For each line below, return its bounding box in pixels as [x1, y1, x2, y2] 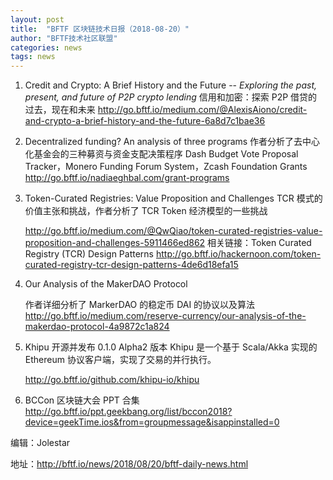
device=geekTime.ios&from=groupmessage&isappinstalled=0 [24, 416, 280, 428]
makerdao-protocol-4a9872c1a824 [24, 321, 170, 333]
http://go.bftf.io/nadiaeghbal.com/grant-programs [24, 172, 230, 184]
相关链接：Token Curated [207, 237, 312, 249]
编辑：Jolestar [10, 437, 71, 449]
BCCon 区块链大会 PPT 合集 [24, 394, 140, 406]
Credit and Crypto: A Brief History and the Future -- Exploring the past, [24, 79, 318, 91]
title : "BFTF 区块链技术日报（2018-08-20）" [10, 24, 190, 34]
